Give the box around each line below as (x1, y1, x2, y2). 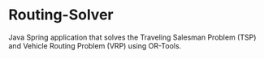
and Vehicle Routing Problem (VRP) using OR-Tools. (8, 40, 182, 50)
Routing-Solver (8, 6, 114, 24)
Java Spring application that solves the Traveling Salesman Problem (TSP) (8, 32, 257, 42)
